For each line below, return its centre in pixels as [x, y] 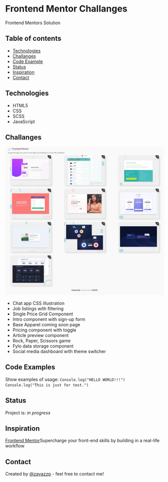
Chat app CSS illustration [38, 303]
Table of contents [33, 39]
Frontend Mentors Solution [33, 23]
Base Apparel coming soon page [46, 324]
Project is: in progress [28, 412]
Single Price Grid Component [43, 314]
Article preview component [40, 335]
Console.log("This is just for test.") [47, 385]
